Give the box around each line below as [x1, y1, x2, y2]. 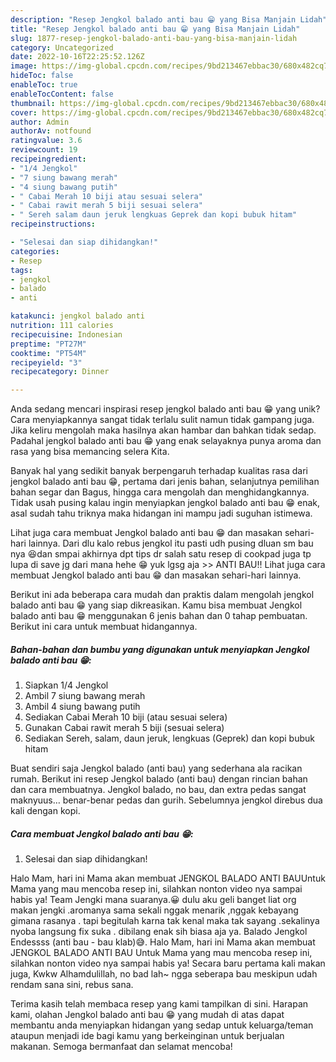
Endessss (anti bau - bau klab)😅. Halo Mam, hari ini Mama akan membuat [10, 936, 316, 948]
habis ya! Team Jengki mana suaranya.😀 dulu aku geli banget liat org [10, 894, 297, 906]
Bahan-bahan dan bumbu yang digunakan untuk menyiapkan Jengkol [10, 643, 310, 655]
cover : [10, 107, 38, 118]
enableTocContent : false [10, 89, 114, 99]
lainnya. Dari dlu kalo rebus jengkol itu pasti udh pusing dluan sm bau [28, 537, 314, 550]
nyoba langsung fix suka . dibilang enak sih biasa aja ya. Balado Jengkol [10, 926, 308, 938]
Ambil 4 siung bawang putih [24, 701, 141, 713]
